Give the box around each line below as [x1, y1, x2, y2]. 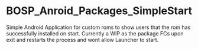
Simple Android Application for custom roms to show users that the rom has [6, 24, 191, 31]
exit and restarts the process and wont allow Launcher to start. [6, 36, 159, 43]
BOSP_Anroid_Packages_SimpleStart [6, 4, 193, 18]
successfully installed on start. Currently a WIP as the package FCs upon [6, 30, 184, 37]
